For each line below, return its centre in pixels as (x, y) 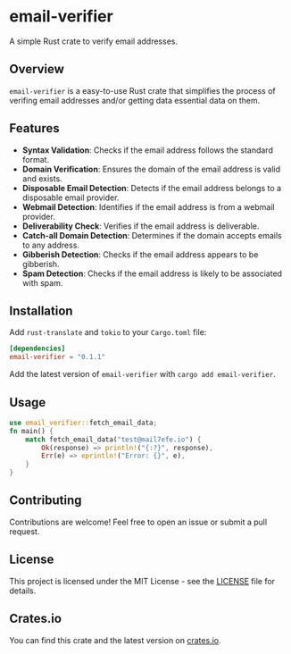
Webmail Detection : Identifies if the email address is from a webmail (148, 206)
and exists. (42, 178)
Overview (37, 69)
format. (36, 159)
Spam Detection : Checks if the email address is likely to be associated (152, 273)
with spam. (42, 282)
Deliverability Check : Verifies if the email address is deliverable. (141, 226)
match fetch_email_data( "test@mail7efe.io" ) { (113, 440)
